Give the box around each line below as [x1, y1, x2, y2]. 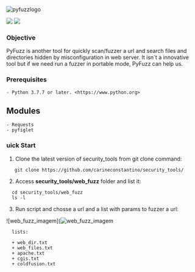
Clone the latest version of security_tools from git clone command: [15, 155, 182, 162]
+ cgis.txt [12, 256, 40, 262]
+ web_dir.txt [12, 239, 48, 246]
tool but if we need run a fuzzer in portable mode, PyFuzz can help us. [6, 60, 183, 68]
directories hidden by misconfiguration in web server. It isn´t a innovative [6, 54, 189, 61]
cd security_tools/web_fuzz [12, 189, 83, 195]
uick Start [6, 141, 36, 150]
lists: [12, 229, 29, 235]
